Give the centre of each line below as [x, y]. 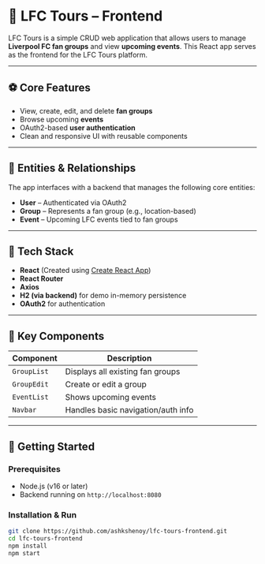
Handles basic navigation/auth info [129, 410]
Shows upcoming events [110, 398]
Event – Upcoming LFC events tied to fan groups [99, 219]
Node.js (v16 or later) [54, 486]
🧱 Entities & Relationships [72, 168]
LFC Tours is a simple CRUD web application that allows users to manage [127, 38]
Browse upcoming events [62, 119]
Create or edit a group [106, 384]
